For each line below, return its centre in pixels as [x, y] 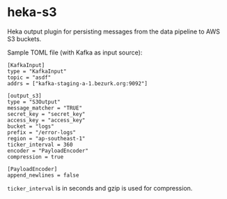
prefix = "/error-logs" [42, 132]
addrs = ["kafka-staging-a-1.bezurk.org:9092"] [78, 83]
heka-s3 [32, 12]
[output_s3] [24, 96]
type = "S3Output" [34, 102]
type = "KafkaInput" [37, 71]
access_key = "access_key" [46, 120]
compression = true [36, 157]
